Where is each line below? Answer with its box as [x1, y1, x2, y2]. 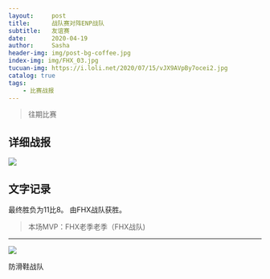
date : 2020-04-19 [8, 34, 88, 43]
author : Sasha [8, 42, 70, 50]
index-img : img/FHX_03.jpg [8, 57, 99, 65]
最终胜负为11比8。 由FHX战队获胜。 [8, 205, 127, 214]
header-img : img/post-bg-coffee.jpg [8, 49, 131, 57]
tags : [8, 79, 27, 87]
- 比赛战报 [22, 86, 55, 95]
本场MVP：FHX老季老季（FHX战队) [27, 222, 146, 232]
